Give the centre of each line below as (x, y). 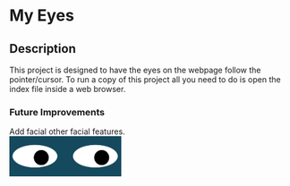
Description (43, 49)
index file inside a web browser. (68, 89)
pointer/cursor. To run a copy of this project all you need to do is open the (145, 80)
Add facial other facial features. (67, 131)
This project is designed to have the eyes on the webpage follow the (135, 70)
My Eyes (42, 16)
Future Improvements (57, 112)
